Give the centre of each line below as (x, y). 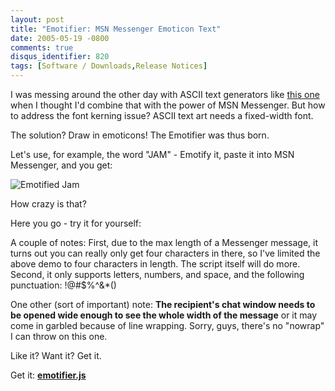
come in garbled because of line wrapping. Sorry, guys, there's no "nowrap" (167, 325)
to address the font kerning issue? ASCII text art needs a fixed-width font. (162, 115)
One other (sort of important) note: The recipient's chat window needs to (163, 304)
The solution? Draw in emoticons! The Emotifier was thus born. (140, 135)
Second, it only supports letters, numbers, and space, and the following (157, 274)
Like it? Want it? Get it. (56, 355)
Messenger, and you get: (61, 165)
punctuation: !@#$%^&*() (63, 285)
